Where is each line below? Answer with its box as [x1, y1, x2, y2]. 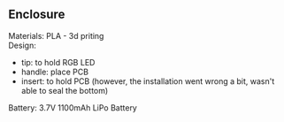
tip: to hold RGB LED [20, 57, 96, 67]
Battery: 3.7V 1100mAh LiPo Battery [8, 102, 138, 113]
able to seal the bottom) [20, 85, 109, 95]
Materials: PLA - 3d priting [8, 30, 104, 41]
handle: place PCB [20, 66, 89, 77]
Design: [8, 40, 36, 50]
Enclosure [8, 7, 65, 22]
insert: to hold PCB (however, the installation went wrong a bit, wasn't [20, 75, 275, 87]
